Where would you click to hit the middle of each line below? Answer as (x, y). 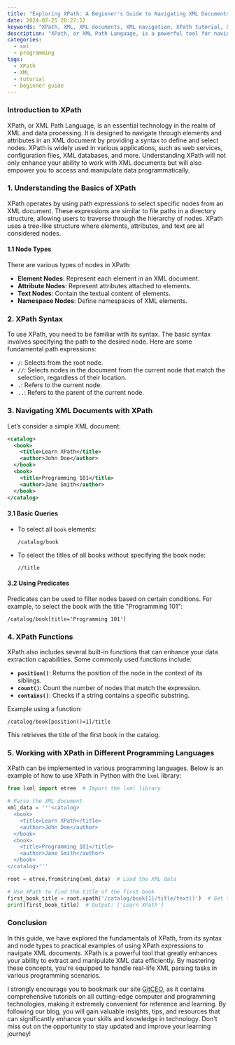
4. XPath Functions (40, 637)
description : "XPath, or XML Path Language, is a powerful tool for (109, 33)
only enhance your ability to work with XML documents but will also (105, 163)
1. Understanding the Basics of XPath (72, 188)
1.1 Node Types (29, 249)
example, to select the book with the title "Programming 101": (95, 606)
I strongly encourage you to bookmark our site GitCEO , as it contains (106, 989)
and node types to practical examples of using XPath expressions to (106, 945)
